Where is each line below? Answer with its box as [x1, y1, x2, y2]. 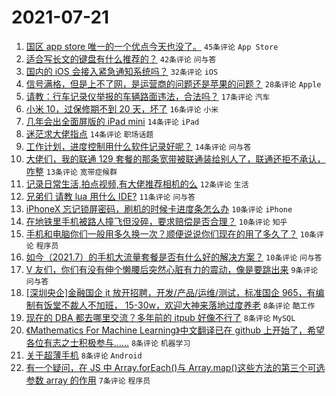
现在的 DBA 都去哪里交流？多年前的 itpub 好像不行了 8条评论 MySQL [25, 311, 296, 323]
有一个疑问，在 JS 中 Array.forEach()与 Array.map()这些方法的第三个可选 [25, 361, 326, 373]
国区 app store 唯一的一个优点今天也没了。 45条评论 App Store [25, 40, 279, 52]
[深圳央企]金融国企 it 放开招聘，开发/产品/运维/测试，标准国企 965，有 [25, 286, 316, 298]
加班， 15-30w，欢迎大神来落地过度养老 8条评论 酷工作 [95, 299, 316, 311]
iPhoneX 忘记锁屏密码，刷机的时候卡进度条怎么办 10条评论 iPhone [25, 202, 293, 215]
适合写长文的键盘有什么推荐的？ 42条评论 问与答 [25, 52, 217, 65]
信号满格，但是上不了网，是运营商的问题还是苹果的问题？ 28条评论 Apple [25, 77, 322, 90]
